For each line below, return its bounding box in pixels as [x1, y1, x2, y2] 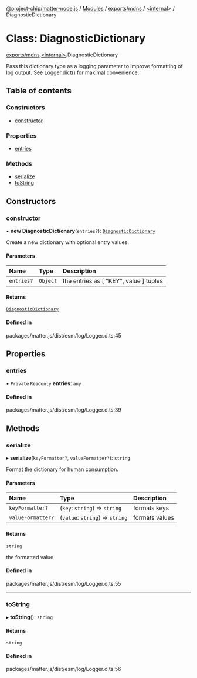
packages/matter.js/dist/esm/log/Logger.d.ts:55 [6, 580, 121, 587]
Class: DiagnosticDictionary [6, 32, 145, 45]
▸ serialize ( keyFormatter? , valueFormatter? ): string [6, 455, 131, 462]
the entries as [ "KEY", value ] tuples [62, 277, 163, 285]
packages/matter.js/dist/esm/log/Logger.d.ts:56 [6, 666, 121, 673]
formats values [133, 514, 175, 522]
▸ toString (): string [6, 614, 53, 620]
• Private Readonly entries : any [6, 380, 81, 387]
